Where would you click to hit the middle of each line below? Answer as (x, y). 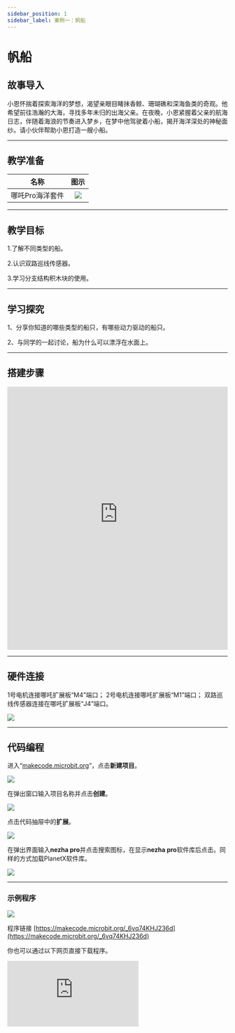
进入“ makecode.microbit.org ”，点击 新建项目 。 (74, 766)
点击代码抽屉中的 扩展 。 (41, 822)
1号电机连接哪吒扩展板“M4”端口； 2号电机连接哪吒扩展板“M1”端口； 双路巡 (115, 695)
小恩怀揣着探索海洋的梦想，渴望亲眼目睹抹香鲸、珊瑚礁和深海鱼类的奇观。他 (117, 103)
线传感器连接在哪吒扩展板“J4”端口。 (60, 703)
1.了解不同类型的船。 (37, 248)
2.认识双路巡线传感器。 (41, 263)
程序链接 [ (22, 928)
